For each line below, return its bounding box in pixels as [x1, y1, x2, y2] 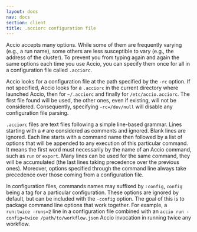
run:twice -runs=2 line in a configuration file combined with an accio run [6, 208, 184, 215]
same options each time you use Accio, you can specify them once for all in [6, 60, 191, 67]
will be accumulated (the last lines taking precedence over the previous [6, 159, 180, 166]
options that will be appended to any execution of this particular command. [6, 140, 189, 147]
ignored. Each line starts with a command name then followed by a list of [6, 134, 183, 141]
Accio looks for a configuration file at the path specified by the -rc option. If [6, 78, 191, 85]
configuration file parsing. [6, 109, 69, 117]
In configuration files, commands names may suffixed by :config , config [6, 183, 183, 190]
